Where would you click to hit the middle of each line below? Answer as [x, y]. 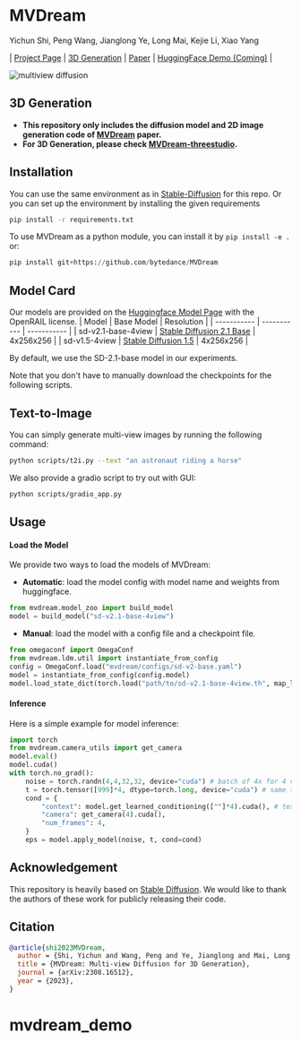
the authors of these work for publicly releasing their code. [118, 899]
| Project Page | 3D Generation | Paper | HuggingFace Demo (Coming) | [141, 57]
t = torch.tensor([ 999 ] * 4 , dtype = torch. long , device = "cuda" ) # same [156, 789]
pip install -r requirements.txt [72, 220]
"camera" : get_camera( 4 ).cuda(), [104, 815]
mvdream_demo [71, 1025]
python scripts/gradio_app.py [66, 494]
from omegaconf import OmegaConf [72, 650]
